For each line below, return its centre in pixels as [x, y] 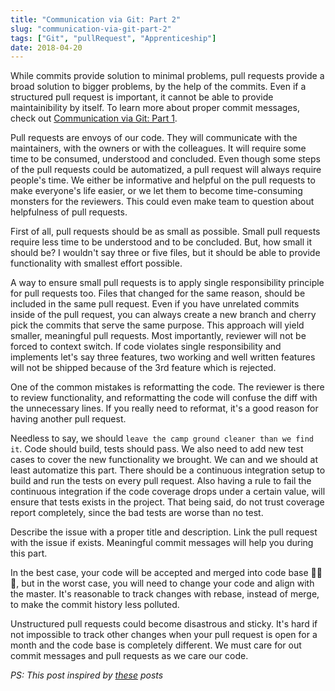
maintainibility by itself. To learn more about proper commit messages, [155, 108]
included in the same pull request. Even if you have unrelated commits [155, 304]
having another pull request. [68, 419]
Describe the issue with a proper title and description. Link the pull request [164, 532]
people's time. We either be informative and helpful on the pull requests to [163, 180]
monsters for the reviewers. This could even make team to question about [162, 202]
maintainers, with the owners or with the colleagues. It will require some [158, 148]
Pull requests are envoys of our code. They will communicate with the [154, 138]
